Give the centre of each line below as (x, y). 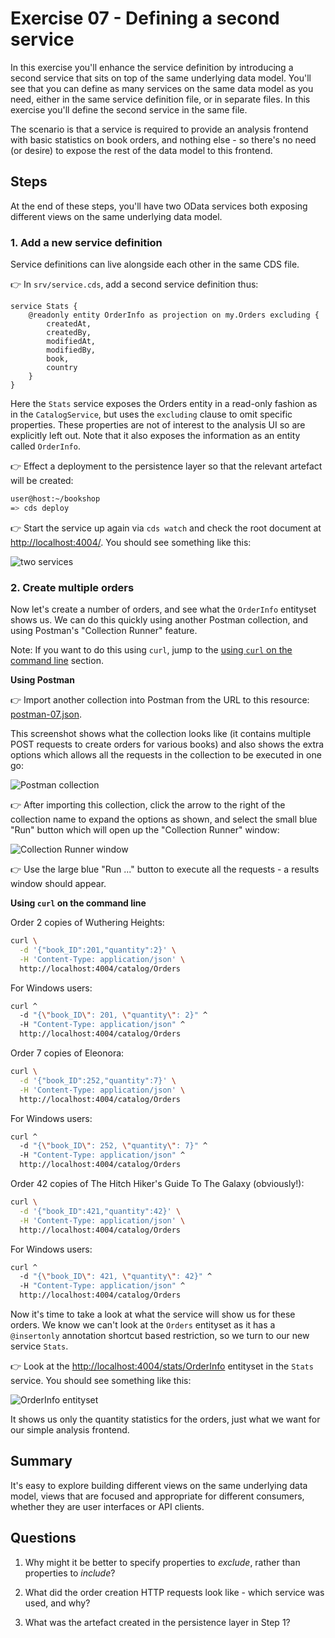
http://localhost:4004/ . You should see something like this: (131, 542)
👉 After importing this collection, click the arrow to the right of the (148, 805)
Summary (41, 1461)
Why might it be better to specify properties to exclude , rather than (162, 1562)
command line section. (57, 661)
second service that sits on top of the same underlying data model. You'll (161, 78)
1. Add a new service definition (86, 242)
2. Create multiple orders (72, 587)
